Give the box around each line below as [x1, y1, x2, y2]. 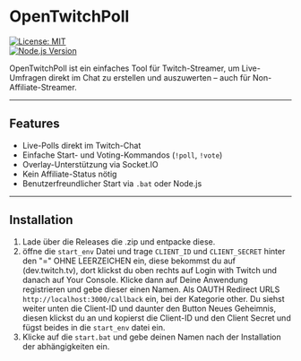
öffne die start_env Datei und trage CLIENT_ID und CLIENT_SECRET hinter [21, 245, 286, 256]
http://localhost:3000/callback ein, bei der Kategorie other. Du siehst [21, 293, 285, 304]
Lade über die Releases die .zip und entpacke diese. [21, 236, 216, 247]
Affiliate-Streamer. [9, 82, 78, 92]
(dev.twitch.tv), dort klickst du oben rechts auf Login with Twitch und [21, 264, 278, 275]
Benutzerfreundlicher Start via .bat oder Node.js [21, 177, 202, 189]
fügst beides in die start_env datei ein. [21, 322, 166, 332]
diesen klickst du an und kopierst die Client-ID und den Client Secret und [21, 312, 291, 323]
